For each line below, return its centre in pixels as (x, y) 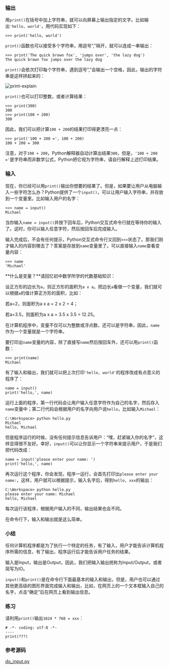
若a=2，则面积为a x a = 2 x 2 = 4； (41, 303)
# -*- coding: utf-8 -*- (31, 628)
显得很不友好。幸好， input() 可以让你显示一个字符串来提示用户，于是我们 (86, 443)
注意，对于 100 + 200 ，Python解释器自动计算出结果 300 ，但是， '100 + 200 (81, 153)
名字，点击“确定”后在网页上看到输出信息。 (49, 592)
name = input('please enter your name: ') (50, 459)
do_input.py (18, 661)
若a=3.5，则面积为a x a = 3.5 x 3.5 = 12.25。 (51, 314)
